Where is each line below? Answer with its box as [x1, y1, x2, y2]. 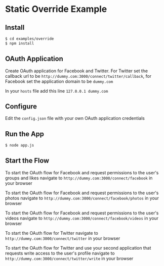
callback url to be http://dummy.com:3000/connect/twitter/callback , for [5, 73, 152, 79]
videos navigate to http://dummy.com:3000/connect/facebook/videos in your [5, 215, 159, 221]
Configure [5, 102, 37, 110]
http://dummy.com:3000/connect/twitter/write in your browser [5, 255, 133, 261]
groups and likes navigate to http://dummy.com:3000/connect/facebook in [5, 175, 153, 181]
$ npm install [5, 41, 35, 46]
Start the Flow [5, 157, 49, 165]
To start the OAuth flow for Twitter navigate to [5, 230, 98, 236]
